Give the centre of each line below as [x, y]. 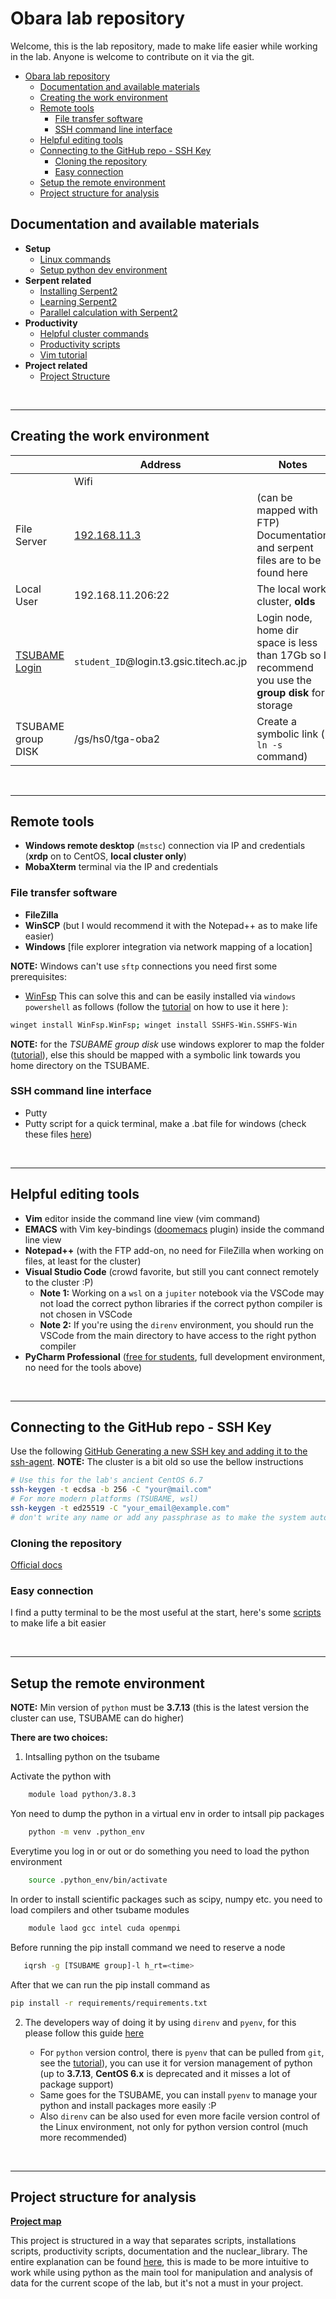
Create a [276, 721]
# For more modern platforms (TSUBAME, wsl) [104, 1499]
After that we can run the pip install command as [110, 1984]
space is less [287, 642]
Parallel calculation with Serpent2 [108, 312]
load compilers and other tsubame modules [100, 1909]
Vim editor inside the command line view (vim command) [142, 1218]
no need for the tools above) [83, 1367]
